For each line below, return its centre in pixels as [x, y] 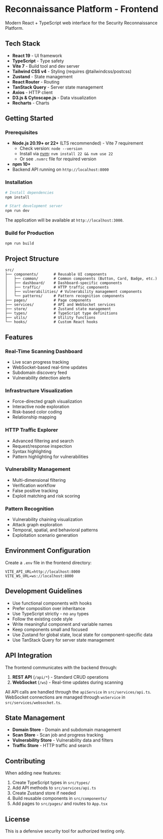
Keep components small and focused [50, 629]
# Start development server [34, 206]
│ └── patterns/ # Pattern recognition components [65, 296]
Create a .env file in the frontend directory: [49, 562]
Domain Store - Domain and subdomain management [67, 730]
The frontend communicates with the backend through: [61, 667]
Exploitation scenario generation [45, 535]
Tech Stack [23, 44]
